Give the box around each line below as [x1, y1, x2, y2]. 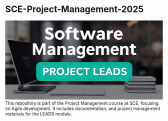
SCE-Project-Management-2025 [5, 4, 144, 15]
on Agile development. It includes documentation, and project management [5, 105, 160, 111]
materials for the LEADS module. [5, 110, 72, 116]
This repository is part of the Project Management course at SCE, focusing [5, 100, 159, 106]
